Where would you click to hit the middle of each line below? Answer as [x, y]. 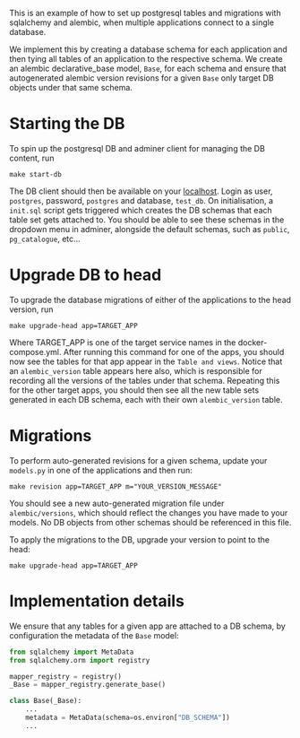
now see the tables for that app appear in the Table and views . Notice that [146, 361]
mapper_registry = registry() [66, 676]
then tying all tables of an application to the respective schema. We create [146, 59]
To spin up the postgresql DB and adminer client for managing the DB [137, 148]
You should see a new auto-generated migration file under [117, 503]
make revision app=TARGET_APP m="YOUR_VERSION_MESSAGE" [116, 486]
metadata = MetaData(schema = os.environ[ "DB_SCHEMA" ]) [128, 717]
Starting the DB [67, 124]
